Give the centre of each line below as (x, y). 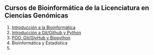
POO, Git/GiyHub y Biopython (41, 37)
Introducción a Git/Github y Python (46, 32)
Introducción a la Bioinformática (43, 27)
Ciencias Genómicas (36, 16)
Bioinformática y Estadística (39, 43)
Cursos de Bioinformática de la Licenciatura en (77, 8)
